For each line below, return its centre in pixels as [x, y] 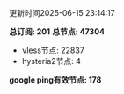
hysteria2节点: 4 [51, 61]
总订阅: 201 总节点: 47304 [57, 32]
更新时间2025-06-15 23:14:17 [62, 13]
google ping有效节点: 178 [55, 80]
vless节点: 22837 [53, 50]
